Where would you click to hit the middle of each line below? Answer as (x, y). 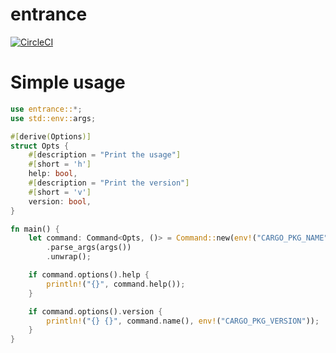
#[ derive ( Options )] (51, 136)
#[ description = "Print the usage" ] (105, 155)
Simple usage (68, 82)
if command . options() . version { (95, 311)
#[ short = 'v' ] (60, 192)
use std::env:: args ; (53, 118)
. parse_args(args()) (89, 248)
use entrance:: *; (46, 109)
